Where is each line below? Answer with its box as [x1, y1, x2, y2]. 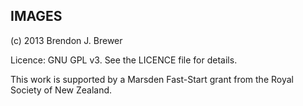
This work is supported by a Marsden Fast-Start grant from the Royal [10, 73, 294, 85]
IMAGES [10, 8, 63, 25]
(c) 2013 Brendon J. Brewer [10, 34, 123, 46]
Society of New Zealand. [10, 84, 113, 96]
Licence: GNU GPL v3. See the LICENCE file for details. [10, 54, 238, 66]
